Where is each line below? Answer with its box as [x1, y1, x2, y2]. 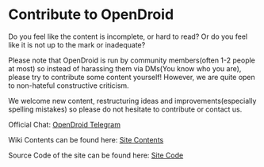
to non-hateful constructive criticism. [8, 81, 129, 90]
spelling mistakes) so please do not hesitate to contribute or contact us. [8, 104, 243, 114]
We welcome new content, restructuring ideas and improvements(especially [8, 96, 257, 105]
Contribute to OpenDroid [8, 6, 174, 24]
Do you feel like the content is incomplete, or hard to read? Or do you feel [8, 32, 248, 41]
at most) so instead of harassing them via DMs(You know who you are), [8, 63, 242, 73]
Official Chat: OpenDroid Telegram [8, 120, 121, 129]
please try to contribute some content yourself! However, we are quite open [8, 72, 255, 82]
